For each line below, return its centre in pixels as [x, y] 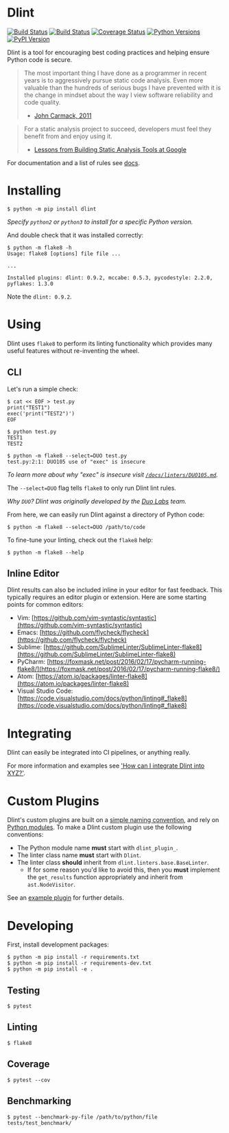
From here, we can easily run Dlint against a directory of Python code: [106, 515]
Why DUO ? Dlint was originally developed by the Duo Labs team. [97, 501]
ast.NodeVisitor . [51, 885]
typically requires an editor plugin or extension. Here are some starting [107, 597]
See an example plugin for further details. [66, 898]
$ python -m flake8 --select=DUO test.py [67, 455]
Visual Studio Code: [45, 691]
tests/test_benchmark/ [39, 1123]
